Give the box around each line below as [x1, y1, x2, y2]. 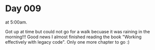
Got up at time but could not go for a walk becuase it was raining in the [5, 28, 150, 34]
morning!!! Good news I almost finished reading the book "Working [5, 34, 142, 40]
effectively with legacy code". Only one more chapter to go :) [5, 39, 130, 45]
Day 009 [5, 3, 41, 14]
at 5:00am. [5, 19, 27, 25]
